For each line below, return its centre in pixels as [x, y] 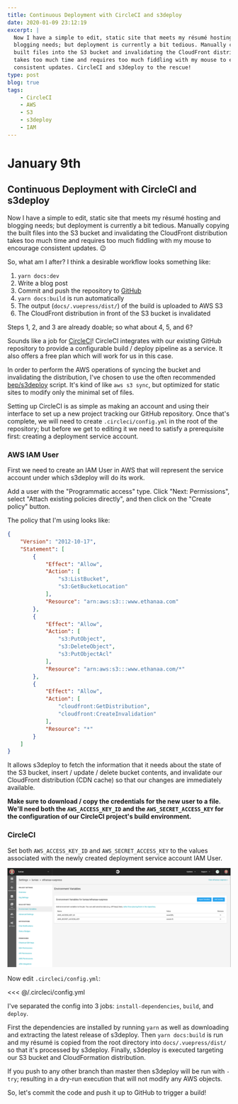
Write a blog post [43, 283]
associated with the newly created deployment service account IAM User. [115, 858]
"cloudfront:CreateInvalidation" [107, 714]
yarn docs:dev [38, 276]
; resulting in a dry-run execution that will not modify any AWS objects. [120, 1079]
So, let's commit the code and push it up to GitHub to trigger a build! [107, 1093]
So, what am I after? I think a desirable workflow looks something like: [109, 261]
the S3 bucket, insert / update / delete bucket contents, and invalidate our [115, 773]
